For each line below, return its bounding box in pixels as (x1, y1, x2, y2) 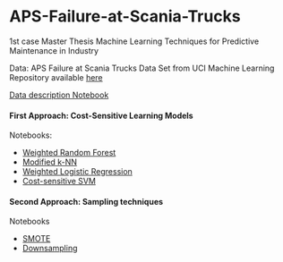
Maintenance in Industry (9, 45, 99, 55)
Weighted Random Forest (21, 148, 116, 158)
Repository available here (9, 72, 103, 82)
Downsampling (21, 243, 78, 254)
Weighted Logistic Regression (21, 166, 133, 177)
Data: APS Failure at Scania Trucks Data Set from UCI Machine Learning (9, 63, 275, 73)
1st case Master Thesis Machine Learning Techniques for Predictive (9, 36, 260, 46)
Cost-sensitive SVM (21, 176, 97, 187)
